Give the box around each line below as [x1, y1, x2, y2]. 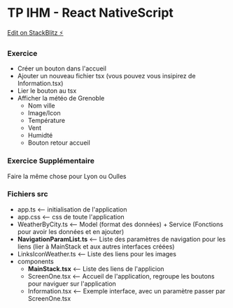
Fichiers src [7, 189, 48, 199]
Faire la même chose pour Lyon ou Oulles [7, 172, 127, 180]
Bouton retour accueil [27, 138, 91, 147]
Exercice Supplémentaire [7, 156, 94, 166]
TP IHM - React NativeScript [7, 5, 174, 21]
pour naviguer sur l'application [27, 279, 117, 288]
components [17, 257, 54, 265]
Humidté [27, 131, 53, 140]
